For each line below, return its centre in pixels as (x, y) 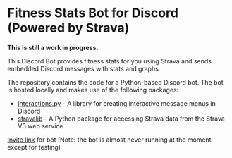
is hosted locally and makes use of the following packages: (93, 90)
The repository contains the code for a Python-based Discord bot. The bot (115, 82)
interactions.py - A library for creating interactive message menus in (117, 103)
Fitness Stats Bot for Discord (93, 13)
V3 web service (40, 126)
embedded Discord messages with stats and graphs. (84, 68)
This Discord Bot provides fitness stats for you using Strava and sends (109, 61)
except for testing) (34, 147)
